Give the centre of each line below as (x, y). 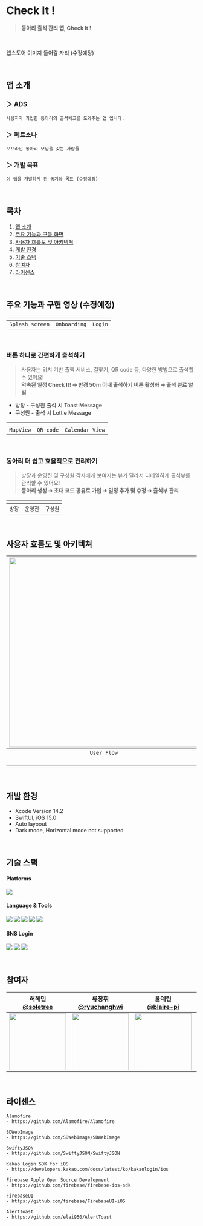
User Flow (104, 753)
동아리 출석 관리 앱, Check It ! (56, 28)
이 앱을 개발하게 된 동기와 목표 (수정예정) (52, 179)
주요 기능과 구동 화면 (39, 235)
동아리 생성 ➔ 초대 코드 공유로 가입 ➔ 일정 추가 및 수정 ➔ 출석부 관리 (100, 491)
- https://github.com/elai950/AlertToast (59, 1217)
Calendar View (85, 430)
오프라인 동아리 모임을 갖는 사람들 (43, 149)
